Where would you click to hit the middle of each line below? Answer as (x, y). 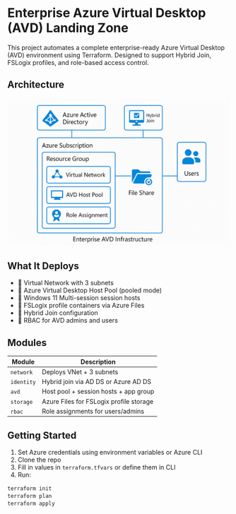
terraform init (30, 489)
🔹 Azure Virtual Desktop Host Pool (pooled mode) (90, 290)
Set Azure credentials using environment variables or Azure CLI (110, 453)
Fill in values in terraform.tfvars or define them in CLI (96, 467)
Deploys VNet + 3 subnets (80, 371)
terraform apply (31, 503)
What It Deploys (43, 266)
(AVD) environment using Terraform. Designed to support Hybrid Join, (110, 55)
